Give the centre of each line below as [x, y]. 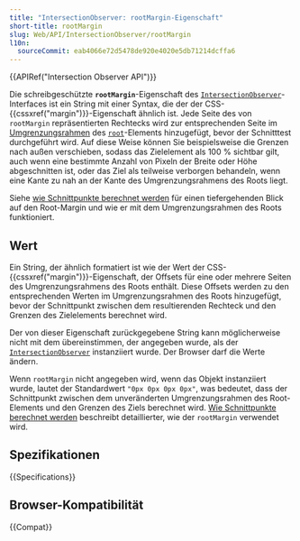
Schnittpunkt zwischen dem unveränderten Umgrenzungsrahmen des [139, 398]
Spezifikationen [55, 455]
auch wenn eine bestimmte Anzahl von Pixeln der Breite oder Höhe [133, 161]
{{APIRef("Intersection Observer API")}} [83, 77]
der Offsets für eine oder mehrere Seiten [216, 277]
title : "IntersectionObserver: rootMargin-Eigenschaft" [116, 18]
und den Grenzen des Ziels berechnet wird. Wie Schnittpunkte [161, 408]
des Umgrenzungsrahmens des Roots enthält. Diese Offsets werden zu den [150, 286]
